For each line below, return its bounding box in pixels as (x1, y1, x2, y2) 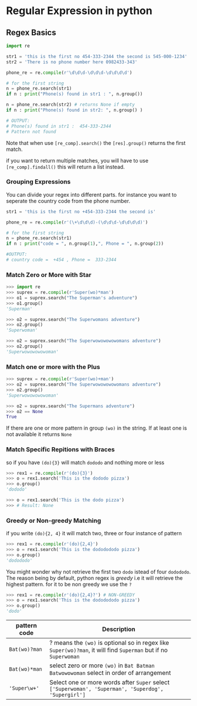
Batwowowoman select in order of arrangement (49, 669, 171, 677)
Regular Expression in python (6, 4, 152, 18)
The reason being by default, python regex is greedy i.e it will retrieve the (6, 574, 183, 582)
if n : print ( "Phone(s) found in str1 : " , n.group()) (6, 91, 143, 97)
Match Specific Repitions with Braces (6, 445, 116, 454)
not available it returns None (6, 431, 72, 438)
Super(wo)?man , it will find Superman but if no (49, 646, 168, 654)
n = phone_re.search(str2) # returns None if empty (6, 102, 135, 108)
